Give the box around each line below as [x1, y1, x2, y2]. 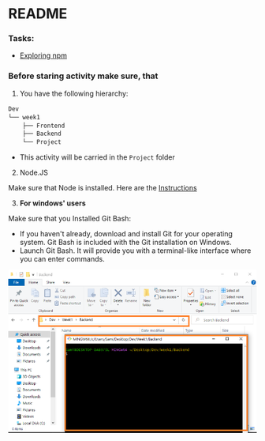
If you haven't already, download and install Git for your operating [19, 229, 233, 239]
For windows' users [19, 198, 86, 208]
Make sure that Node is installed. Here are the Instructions [8, 183, 197, 193]
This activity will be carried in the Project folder [19, 153, 175, 162]
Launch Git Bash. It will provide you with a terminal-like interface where [19, 246, 252, 255]
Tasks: [8, 33, 35, 44]
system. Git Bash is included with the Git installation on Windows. [19, 238, 232, 247]
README [8, 5, 68, 23]
